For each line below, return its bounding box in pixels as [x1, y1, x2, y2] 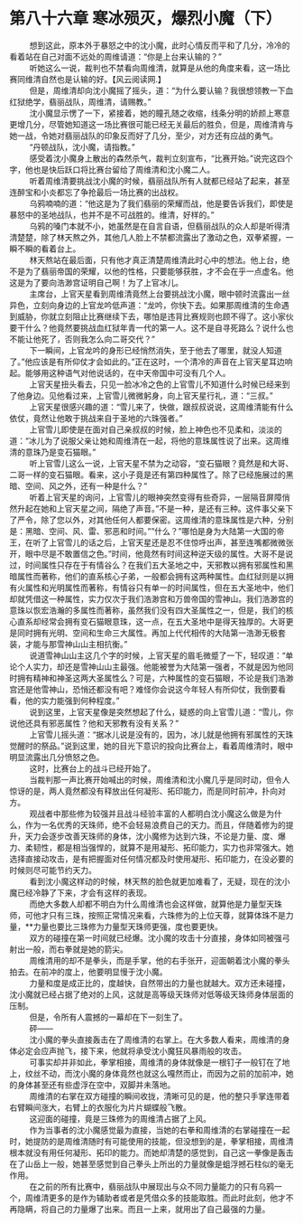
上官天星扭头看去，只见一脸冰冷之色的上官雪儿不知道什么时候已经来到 [29, 379, 290, 390]
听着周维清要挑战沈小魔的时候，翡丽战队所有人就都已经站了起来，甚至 [29, 175, 290, 186]
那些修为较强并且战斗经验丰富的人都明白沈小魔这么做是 [60, 808, 267, 819]
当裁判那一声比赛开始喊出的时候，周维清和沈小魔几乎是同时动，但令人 [29, 774, 290, 785]
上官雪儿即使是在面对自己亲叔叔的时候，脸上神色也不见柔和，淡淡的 [29, 424, 282, 435]
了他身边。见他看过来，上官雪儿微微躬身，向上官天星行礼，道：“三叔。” [9, 390, 273, 400]
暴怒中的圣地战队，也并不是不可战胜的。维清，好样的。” [9, 209, 215, 220]
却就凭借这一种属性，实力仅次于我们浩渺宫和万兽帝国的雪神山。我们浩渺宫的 [9, 593, 294, 604]
